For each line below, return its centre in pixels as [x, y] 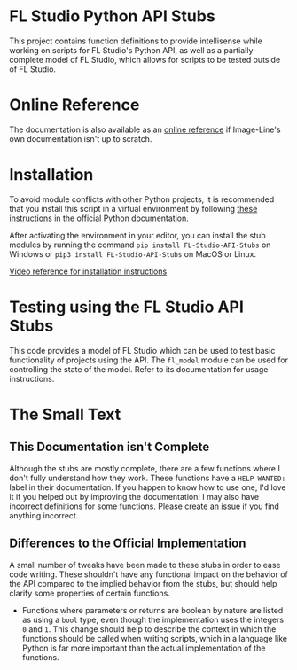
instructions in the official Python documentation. [99, 218]
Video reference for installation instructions [88, 271]
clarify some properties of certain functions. [90, 593]
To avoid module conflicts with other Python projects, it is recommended [142, 199]
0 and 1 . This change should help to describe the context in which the [149, 629]
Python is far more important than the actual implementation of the [144, 648]
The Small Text [65, 414]
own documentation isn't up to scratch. [81, 138]
